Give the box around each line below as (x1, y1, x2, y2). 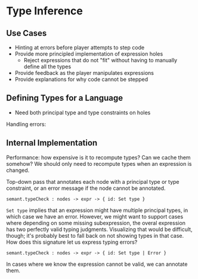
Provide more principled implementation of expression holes (14, 50, 163, 57)
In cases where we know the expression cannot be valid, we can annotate (6, 260, 188, 268)
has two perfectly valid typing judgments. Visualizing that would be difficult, (6, 226, 193, 233)
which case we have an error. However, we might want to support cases (6, 213, 184, 220)
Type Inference (6, 4, 83, 18)
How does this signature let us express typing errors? (6, 238, 138, 245)
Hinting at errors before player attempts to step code (14, 44, 145, 51)
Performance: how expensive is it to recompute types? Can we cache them (6, 154, 191, 161)
